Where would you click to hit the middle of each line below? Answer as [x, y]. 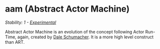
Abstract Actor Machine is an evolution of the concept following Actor [75, 32]
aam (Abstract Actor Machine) [67, 9]
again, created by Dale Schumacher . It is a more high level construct [85, 37]
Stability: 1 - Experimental [31, 22]
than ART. [15, 42]
